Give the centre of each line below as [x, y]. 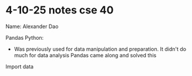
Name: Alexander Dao [32, 26]
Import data [19, 66]
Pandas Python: [25, 37]
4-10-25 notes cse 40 [60, 10]
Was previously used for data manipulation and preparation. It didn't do [100, 49]
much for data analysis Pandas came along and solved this [85, 55]
